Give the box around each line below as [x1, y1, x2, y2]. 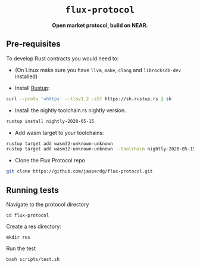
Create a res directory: [6, 223, 61, 230]
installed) [14, 73, 37, 80]
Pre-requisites [6, 39, 61, 49]
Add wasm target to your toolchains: [14, 129, 104, 136]
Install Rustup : [14, 84, 50, 91]
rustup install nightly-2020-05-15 [6, 118, 95, 124]
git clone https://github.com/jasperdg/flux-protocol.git [6, 168, 153, 174]
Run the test [6, 245, 36, 252]
